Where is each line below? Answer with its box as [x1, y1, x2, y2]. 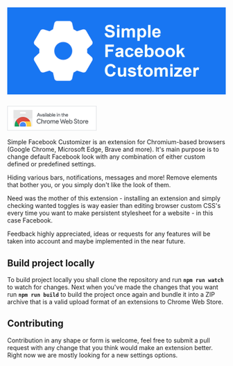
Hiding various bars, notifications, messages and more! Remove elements [7, 173, 218, 182]
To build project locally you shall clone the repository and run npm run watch [7, 276, 224, 284]
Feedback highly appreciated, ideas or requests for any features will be [7, 229, 211, 238]
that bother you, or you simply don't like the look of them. [7, 181, 171, 189]
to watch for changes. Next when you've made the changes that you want [7, 283, 218, 291]
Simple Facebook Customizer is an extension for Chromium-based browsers [7, 138, 225, 146]
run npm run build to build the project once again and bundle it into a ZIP [7, 290, 215, 299]
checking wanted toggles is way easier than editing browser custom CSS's [7, 202, 221, 210]
